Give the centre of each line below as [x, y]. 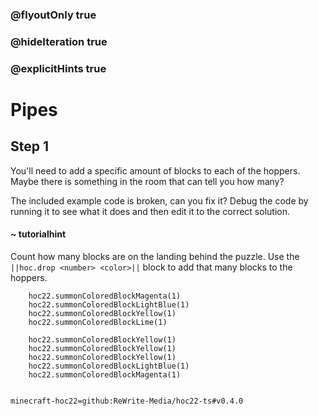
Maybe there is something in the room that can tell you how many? [147, 181]
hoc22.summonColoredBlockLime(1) [98, 322]
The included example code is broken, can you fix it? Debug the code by [159, 200]
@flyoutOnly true [53, 15]
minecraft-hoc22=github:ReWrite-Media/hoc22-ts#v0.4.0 [127, 401]
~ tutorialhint [38, 234]
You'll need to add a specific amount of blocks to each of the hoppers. [155, 170]
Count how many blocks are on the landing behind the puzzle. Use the [155, 256]
